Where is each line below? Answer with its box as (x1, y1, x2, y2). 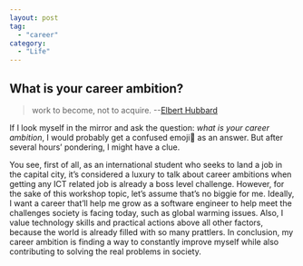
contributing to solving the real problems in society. (9, 246, 202, 257)
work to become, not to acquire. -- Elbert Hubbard (31, 104, 218, 115)
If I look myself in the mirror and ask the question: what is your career (9, 122, 270, 133)
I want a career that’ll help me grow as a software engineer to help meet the (9, 197, 292, 209)
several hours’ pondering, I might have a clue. (9, 142, 181, 153)
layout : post (9, 13, 59, 23)
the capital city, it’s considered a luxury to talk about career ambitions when (9, 169, 292, 180)
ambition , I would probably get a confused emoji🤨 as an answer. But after (9, 132, 284, 143)
